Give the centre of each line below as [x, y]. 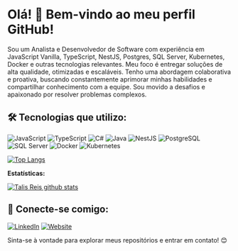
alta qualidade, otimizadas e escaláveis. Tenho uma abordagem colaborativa [119, 72]
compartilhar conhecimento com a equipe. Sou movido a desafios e [107, 87]
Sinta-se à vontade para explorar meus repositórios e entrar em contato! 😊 [117, 240]
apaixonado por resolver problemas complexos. [77, 94]
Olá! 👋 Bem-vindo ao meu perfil [101, 15]
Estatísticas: [26, 173]
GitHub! [31, 29]
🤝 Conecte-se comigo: [58, 210]
